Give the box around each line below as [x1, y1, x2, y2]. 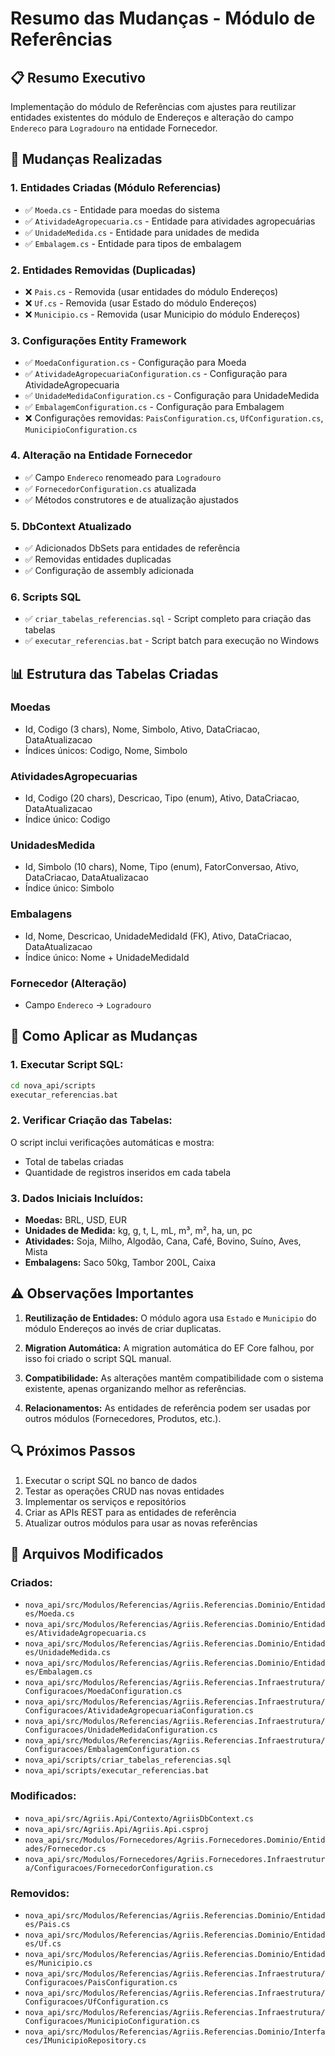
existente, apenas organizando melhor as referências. [24, 1382, 247, 1394]
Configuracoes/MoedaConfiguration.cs [24, 1687, 183, 1697]
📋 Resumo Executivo [10, 69, 146, 86]
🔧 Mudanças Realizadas [10, 151, 163, 168]
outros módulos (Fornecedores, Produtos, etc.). [24, 1412, 222, 1424]
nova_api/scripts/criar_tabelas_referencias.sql [24, 1755, 232, 1766]
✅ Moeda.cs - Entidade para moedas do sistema [24, 203, 220, 216]
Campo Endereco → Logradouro [24, 999, 152, 1011]
